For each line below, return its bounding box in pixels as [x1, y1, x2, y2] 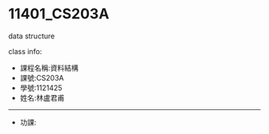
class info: [8, 46, 42, 56]
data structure [8, 31, 55, 41]
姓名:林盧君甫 [19, 93, 65, 102]
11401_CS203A [8, 5, 110, 23]
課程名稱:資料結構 [19, 63, 78, 73]
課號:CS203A [19, 73, 64, 82]
